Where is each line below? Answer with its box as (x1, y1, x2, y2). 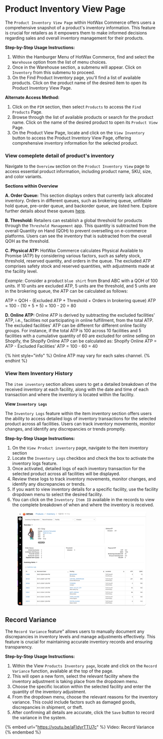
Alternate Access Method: (5, 94, 60, 100)
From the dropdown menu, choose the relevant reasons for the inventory (12, 694, 158, 700)
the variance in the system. (12, 715, 67, 720)
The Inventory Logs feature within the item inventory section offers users (5, 410, 152, 416)
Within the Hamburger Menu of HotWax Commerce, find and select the (12, 54, 155, 59)
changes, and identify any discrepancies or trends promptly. (5, 426, 126, 432)
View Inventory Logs (5, 401, 47, 407)
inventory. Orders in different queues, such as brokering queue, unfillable (5, 198, 152, 204)
